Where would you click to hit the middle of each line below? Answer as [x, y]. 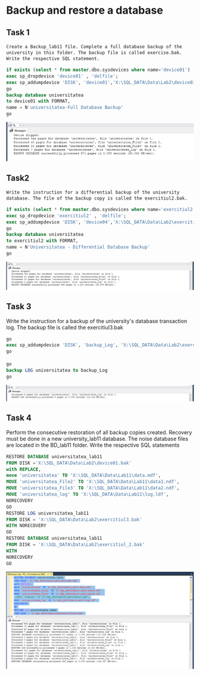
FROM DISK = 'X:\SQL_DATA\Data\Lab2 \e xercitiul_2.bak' [76, 545]
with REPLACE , [24, 469]
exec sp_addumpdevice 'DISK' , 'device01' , [60, 82]
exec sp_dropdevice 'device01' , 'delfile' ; [62, 76]
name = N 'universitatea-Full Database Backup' [65, 108]
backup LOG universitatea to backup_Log [57, 370]
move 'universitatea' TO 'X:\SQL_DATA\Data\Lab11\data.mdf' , [84, 475]
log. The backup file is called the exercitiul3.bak [65, 327]
